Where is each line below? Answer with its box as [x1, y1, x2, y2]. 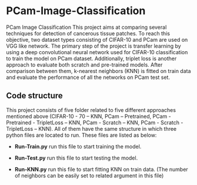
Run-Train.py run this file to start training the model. [14, 143, 142, 150]
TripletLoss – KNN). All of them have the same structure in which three [6, 125, 177, 132]
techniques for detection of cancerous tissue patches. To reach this [6, 29, 171, 37]
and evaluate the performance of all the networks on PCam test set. [6, 74, 171, 81]
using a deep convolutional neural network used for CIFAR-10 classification [6, 48, 188, 55]
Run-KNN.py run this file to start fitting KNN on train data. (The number [14, 166, 188, 173]
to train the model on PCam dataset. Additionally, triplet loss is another [6, 55, 177, 62]
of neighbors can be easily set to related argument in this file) [14, 172, 164, 179]
